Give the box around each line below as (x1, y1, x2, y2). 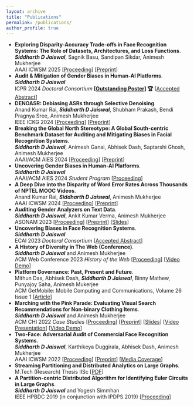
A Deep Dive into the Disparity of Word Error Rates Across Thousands (14, 181, 188, 188)
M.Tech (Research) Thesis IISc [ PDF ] (14, 368, 104, 375)
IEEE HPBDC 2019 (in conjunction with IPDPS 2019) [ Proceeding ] (14, 393, 171, 400)
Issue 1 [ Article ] (14, 293, 53, 300)
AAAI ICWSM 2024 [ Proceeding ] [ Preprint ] (14, 200, 118, 207)
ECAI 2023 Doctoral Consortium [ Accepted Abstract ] (14, 237, 143, 244)
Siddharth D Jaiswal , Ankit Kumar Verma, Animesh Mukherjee (14, 212, 166, 219)
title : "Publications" (6, 14, 62, 20)
